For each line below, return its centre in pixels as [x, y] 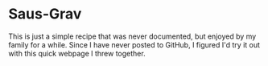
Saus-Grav [45, 14]
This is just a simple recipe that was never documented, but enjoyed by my [132, 36]
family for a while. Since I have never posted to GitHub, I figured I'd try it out [134, 44]
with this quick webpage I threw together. [77, 53]
